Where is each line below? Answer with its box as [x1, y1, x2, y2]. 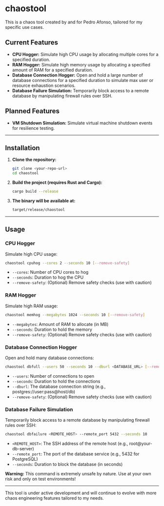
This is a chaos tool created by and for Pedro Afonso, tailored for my [5, 19, 143, 25]
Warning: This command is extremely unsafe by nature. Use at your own [5, 470, 151, 476]
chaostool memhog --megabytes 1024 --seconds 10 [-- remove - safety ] [5, 312, 145, 317]
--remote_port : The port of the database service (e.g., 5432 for [12, 451, 140, 457]
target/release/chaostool [12, 207, 65, 212]
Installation [5, 143, 40, 152]
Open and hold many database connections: [5, 355, 94, 361]
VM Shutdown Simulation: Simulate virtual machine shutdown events [12, 120, 153, 126]
